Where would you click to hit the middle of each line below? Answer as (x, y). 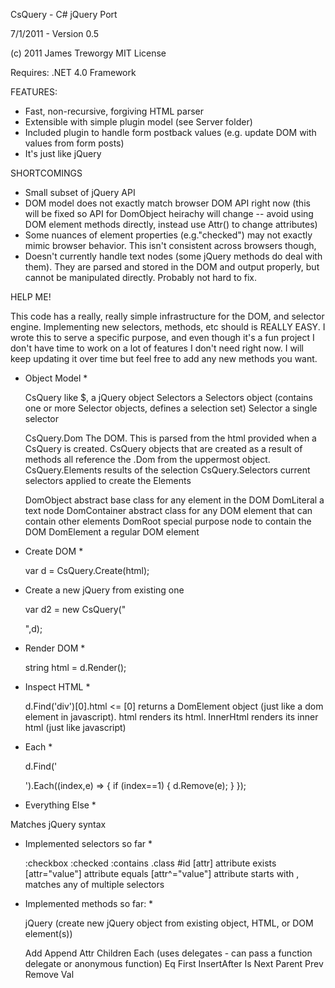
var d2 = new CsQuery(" (75, 609)
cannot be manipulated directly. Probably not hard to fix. (141, 277)
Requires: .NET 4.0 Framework (73, 72)
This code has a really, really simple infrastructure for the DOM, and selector (167, 316)
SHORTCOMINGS (46, 173)
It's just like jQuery (63, 153)
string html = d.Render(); (75, 667)
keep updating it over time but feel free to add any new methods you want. (164, 358)
